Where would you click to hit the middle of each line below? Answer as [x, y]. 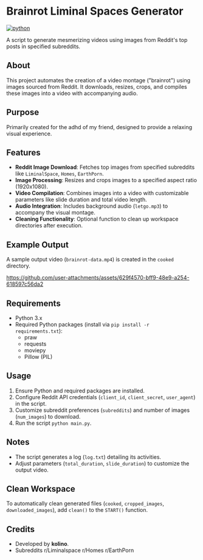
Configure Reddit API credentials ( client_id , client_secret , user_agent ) [105, 397]
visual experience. [29, 133]
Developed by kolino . [42, 544]
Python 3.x [29, 318]
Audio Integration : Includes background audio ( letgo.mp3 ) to [91, 206]
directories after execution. [49, 225]
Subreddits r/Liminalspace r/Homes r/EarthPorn [74, 550]
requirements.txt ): [39, 331]
